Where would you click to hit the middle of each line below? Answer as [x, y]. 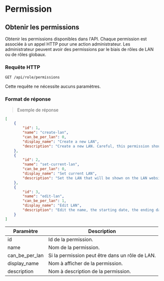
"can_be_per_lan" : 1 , [45, 201]
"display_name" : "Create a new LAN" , [61, 141]
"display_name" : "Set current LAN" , [60, 174]
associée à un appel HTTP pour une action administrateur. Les [68, 44]
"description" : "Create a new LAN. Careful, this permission [86, 146]
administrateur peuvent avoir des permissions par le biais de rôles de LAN [79, 49]
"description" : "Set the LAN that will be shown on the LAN [85, 178]
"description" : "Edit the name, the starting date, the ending [88, 210]
